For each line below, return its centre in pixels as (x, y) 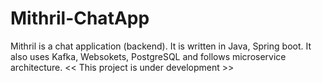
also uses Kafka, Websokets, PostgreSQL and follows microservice (148, 56)
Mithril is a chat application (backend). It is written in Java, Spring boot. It (161, 46)
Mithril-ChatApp (80, 18)
